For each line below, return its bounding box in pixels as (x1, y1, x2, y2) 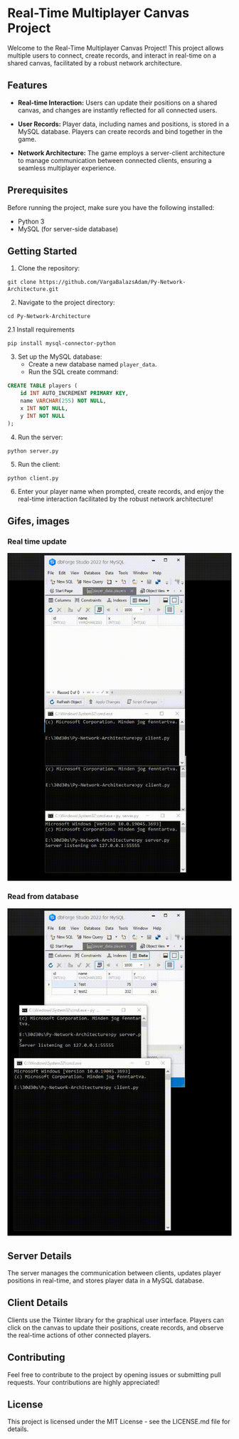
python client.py (7, 475, 59, 482)
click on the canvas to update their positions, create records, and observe (7, 1323, 224, 1332)
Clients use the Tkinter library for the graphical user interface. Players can (7, 1315, 224, 1324)
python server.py (7, 447, 59, 455)
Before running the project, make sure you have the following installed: (7, 203, 215, 211)
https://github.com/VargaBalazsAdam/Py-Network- (38, 279, 186, 286)
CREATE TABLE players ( (7, 382, 78, 389)
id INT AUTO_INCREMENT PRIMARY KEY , (20, 390, 129, 397)
